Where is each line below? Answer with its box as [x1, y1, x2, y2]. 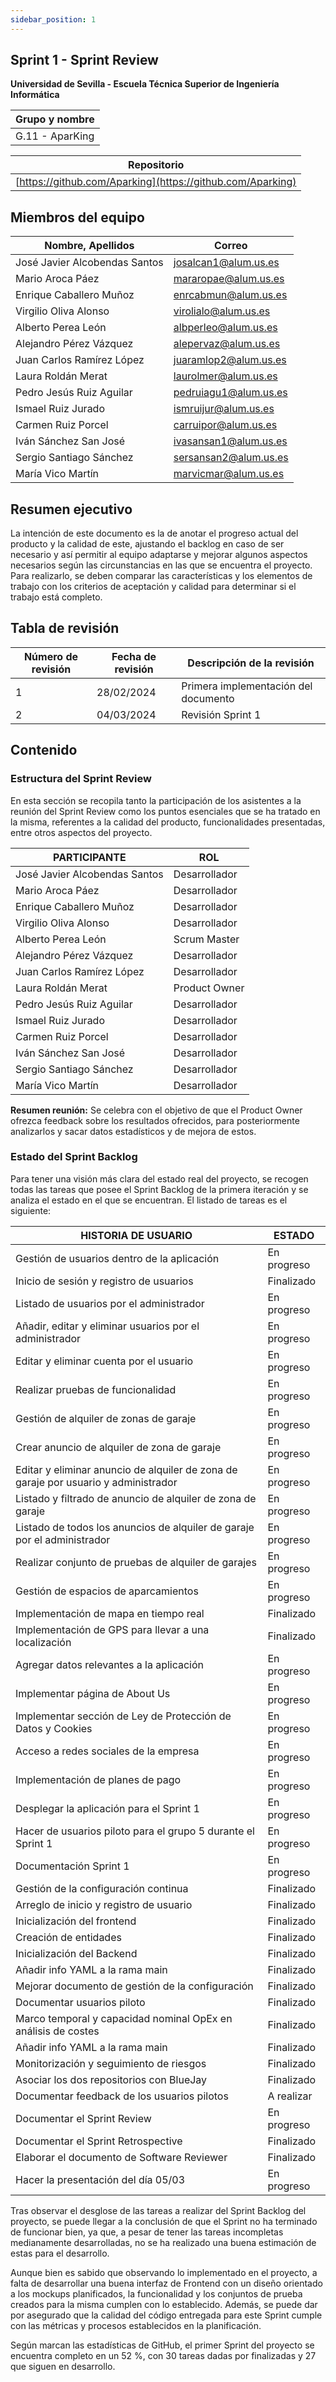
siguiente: [10, 1204, 52, 1216]
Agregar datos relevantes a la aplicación [15, 1657, 205, 1671]
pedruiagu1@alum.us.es [173, 386, 288, 400]
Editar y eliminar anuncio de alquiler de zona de [15, 1462, 238, 1476]
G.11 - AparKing [15, 129, 95, 143]
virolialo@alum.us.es [173, 304, 271, 318]
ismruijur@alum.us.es [173, 402, 275, 416]
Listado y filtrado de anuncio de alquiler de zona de [15, 1491, 257, 1505]
